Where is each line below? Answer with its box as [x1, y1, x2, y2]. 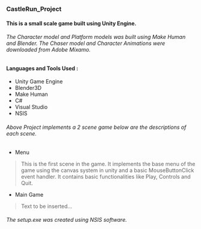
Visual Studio [14, 104, 48, 111]
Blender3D [14, 85, 42, 92]
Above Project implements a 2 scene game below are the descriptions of [6, 123, 187, 131]
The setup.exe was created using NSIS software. [6, 216, 127, 224]
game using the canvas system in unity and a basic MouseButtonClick [20, 167, 194, 174]
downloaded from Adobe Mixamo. [6, 46, 91, 53]
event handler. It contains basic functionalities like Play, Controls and [20, 173, 191, 180]
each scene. [6, 129, 37, 137]
